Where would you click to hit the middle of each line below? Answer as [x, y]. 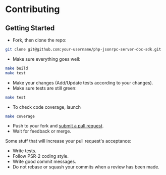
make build [17, 68]
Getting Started [30, 28]
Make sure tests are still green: [44, 88]
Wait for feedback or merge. [42, 131]
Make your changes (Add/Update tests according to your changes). [83, 82]
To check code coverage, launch [46, 107]
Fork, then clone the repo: [39, 40]
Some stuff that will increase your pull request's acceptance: [68, 141]
